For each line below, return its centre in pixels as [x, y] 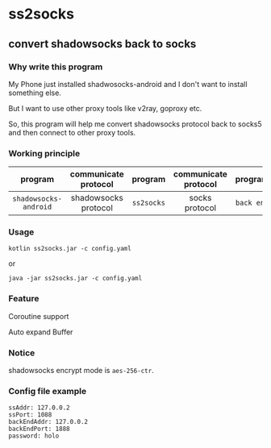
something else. [35, 93]
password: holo [34, 436]
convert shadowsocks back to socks [102, 44]
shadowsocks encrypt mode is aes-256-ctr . [81, 371]
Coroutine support [39, 316]
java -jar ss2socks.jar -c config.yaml [75, 279]
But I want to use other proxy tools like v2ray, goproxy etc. [105, 108]
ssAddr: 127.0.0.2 [39, 408]
